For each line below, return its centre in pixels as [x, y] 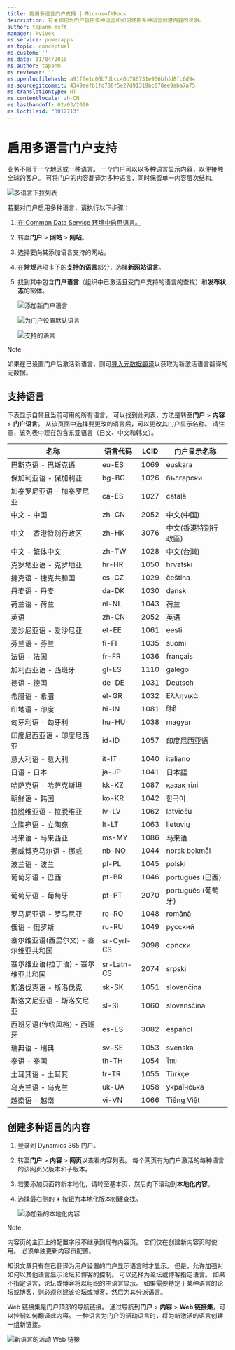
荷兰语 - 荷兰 [33, 604]
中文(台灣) [183, 552]
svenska [180, 1048]
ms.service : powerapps [40, 40]
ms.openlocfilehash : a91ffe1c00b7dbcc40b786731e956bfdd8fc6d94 [101, 79]
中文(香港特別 [188, 528]
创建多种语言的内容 [49, 1127]
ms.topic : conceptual [39, 46]
